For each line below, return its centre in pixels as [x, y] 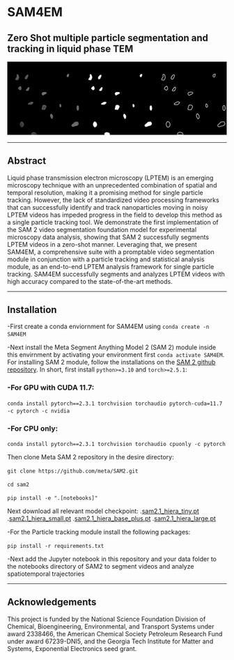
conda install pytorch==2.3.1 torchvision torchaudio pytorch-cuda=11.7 [115, 404]
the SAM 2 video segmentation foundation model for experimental [102, 229]
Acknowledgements [52, 603]
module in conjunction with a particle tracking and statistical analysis [106, 259]
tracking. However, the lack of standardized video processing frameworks [113, 200]
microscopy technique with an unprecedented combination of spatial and [112, 185]
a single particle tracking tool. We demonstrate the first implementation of [113, 222]
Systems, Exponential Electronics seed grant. [72, 648]
